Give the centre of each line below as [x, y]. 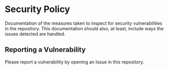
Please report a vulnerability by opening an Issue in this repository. [74, 62]
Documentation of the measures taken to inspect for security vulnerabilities [84, 23]
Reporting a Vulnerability [45, 50]
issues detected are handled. [35, 34]
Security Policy [38, 9]
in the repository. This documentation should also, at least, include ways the [84, 28]
